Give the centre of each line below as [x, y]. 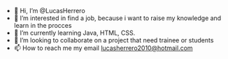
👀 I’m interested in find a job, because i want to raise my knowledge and [117, 18]
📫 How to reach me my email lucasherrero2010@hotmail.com [104, 48]
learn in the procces [43, 25]
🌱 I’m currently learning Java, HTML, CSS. [74, 33]
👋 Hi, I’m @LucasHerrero [49, 11]
